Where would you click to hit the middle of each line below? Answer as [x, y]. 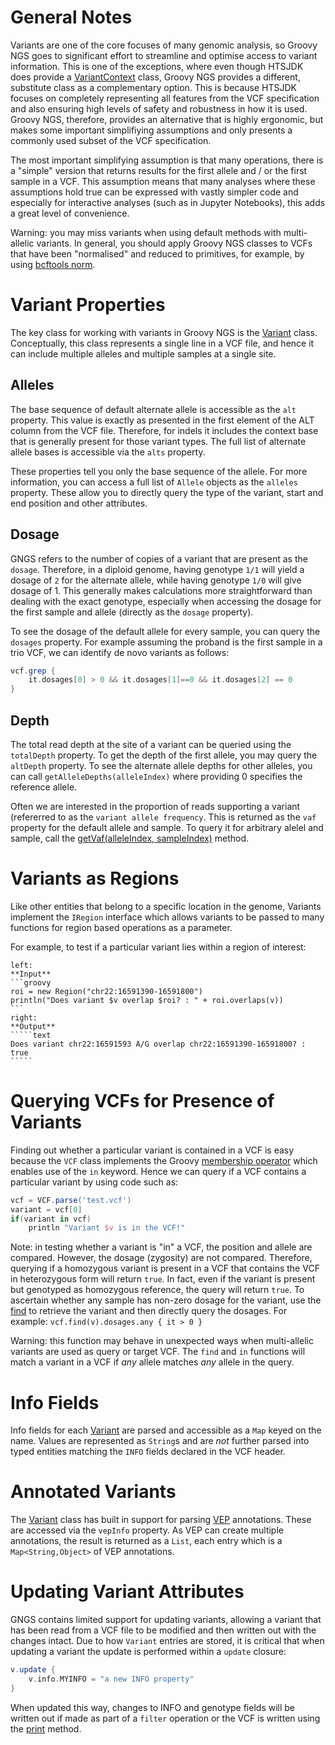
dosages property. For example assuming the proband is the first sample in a [166, 642]
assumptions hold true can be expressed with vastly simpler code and [154, 192]
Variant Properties [88, 305]
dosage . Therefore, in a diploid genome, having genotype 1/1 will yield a [157, 569]
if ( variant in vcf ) [51, 1219]
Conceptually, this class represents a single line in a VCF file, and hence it [162, 343]
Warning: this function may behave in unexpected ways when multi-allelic [162, 1341]
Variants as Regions [95, 878]
